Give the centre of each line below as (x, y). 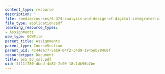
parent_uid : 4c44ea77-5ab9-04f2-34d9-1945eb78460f (58, 50)
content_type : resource (29, 9)
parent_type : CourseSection (34, 46)
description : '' (22, 14)
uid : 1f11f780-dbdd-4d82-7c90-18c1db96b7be (50, 64)
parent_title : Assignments (33, 41)
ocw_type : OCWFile (24, 37)
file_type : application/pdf (34, 23)
